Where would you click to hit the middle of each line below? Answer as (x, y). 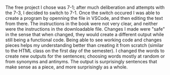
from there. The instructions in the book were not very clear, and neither (82, 23)
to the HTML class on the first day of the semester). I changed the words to (85, 51)
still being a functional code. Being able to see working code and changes (83, 40)
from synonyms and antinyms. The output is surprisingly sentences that (81, 61)
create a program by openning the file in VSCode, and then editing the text (84, 18)
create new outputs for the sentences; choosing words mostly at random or (85, 56)
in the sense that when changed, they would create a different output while (85, 34)
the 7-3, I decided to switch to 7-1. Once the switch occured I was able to (83, 13)
